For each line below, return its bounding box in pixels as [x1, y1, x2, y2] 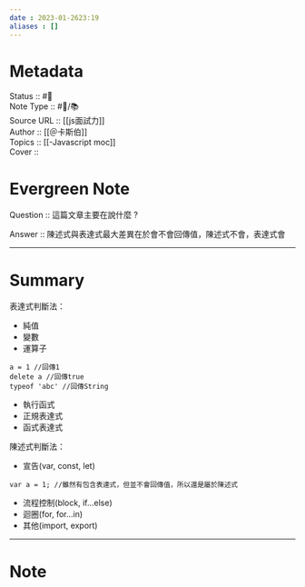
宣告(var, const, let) [22, 461, 95, 472]
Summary [9, 270, 84, 291]
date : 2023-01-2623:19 [9, 13, 100, 23]
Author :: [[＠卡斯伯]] [9, 126, 88, 137]
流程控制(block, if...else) [22, 497, 113, 509]
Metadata [9, 61, 84, 82]
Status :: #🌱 [9, 91, 53, 102]
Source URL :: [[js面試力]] [9, 115, 105, 126]
